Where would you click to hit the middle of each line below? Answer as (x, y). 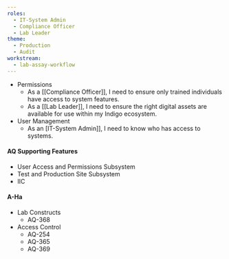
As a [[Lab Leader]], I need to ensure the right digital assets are (117, 106)
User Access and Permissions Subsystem (76, 167)
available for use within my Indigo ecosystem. (92, 114)
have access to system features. (73, 99)
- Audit (24, 52)
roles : (17, 13)
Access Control (39, 227)
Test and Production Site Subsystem (68, 174)
